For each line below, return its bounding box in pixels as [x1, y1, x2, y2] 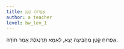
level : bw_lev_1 [6, 20, 47, 26]
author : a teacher [6, 14, 52, 20]
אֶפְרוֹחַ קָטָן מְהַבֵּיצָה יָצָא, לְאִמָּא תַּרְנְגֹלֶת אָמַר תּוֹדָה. [6, 36, 119, 44]
